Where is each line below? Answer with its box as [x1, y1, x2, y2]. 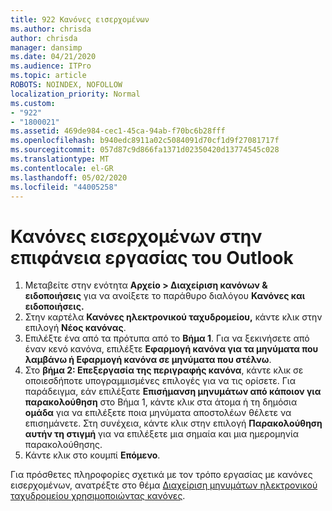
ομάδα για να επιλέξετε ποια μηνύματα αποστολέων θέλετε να [24, 407, 292, 419]
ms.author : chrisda [10, 24, 92, 34]
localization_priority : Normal [10, 89, 141, 99]
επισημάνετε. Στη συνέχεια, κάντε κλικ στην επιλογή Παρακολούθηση [24, 417, 323, 430]
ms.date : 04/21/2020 [10, 52, 97, 62]
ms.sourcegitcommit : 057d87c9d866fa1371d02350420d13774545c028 [10, 145, 280, 155]
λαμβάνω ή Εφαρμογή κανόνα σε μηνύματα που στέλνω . [24, 354, 272, 366]
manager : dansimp [10, 42, 83, 53]
